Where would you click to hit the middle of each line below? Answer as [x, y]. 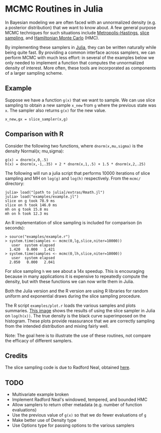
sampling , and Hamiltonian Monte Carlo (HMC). [52, 38]
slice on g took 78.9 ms [30, 201]
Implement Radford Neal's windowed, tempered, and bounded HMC [80, 400]
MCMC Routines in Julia [54, 9]
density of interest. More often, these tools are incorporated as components [80, 68]
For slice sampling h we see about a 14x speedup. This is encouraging [75, 271]
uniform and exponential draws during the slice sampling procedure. [73, 296]
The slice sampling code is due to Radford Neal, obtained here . [68, 367]
